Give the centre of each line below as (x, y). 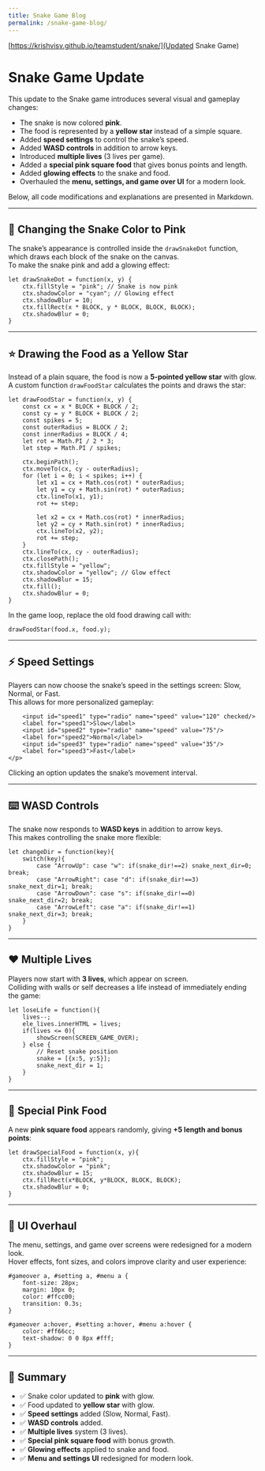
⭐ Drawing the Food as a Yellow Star (98, 354)
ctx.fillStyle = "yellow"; (67, 566)
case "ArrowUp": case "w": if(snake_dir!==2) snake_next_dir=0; (144, 866)
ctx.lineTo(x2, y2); (70, 531)
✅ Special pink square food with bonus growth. (97, 1440)
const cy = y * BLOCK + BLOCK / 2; (81, 414)
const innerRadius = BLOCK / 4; (75, 435)
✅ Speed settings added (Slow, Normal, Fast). (95, 1413)
